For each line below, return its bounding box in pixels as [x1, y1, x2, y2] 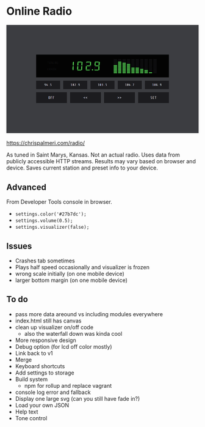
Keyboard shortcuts [15, 362, 65, 369]
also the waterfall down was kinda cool [24, 330, 123, 337]
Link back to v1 [15, 349, 53, 357]
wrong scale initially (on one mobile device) [15, 270, 125, 278]
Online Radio [6, 4, 72, 18]
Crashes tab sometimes [15, 257, 75, 264]
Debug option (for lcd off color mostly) [15, 343, 112, 350]
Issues [6, 240, 32, 251]
